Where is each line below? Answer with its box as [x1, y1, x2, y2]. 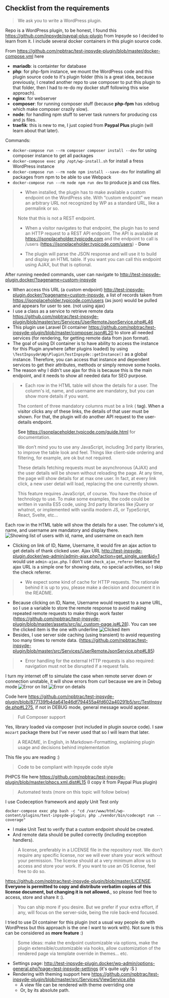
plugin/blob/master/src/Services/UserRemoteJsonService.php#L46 [12, 319, 153, 325]
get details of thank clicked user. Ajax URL [12, 547, 101, 553]
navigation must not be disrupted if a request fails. [25, 663, 130, 669]
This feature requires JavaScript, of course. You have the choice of [17, 490, 157, 496]
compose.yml [5, 53, 34, 59]
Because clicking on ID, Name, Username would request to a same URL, [12, 599, 162, 605]
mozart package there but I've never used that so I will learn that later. [5, 729, 150, 735]
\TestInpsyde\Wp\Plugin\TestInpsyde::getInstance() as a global [12, 351, 147, 357]
